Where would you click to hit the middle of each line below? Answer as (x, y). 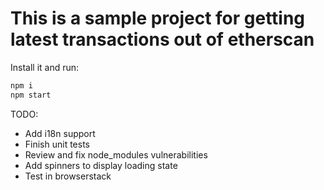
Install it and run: (45, 67)
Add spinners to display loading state (101, 165)
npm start (31, 95)
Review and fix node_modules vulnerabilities (116, 154)
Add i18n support (60, 133)
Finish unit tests (57, 144)
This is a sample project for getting (158, 18)
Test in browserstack (68, 176)
